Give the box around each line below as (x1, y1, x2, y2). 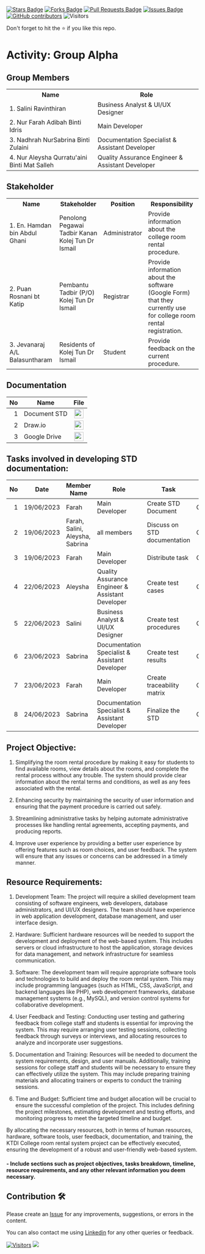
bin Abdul (9, 229, 37, 237)
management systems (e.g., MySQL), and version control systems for (15, 995, 190, 1002)
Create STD (146, 499, 181, 508)
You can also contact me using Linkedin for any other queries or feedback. (6, 1229, 194, 1236)
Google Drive (24, 432, 62, 441)
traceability (146, 681, 179, 690)
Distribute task (146, 554, 189, 562)
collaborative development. (15, 1001, 84, 1008)
